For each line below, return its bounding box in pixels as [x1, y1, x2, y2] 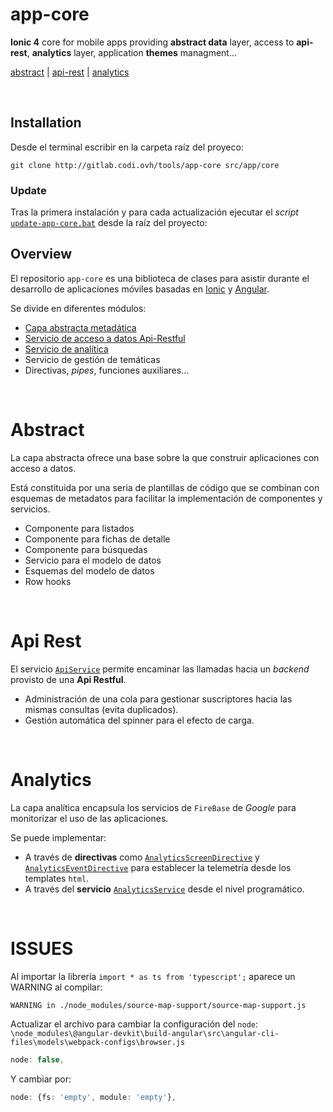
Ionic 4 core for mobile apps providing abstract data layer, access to [10, 36, 295, 48]
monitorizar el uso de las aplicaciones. [10, 812, 169, 824]
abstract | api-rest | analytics [10, 66, 130, 78]
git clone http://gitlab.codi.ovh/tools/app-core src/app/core [10, 160, 280, 170]
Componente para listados [24, 522, 135, 534]
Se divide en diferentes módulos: [10, 302, 147, 314]
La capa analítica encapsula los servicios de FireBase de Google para [10, 801, 297, 813]
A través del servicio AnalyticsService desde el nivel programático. [24, 883, 305, 895]
